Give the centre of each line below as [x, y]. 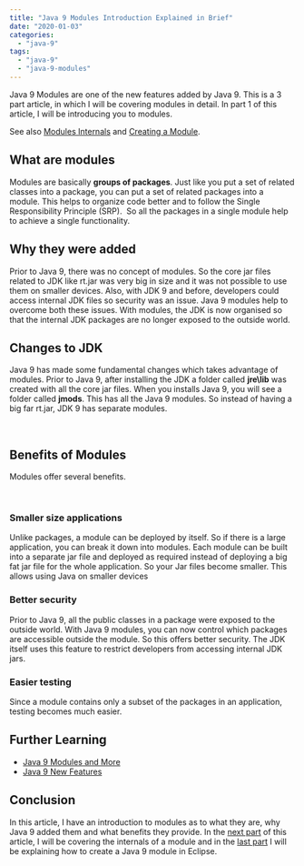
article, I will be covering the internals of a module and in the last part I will [148, 841]
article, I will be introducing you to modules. [91, 114]
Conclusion [43, 800]
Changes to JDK [56, 348]
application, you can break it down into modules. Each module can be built [149, 548]
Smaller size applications [66, 518]
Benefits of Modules [68, 454]
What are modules [62, 160]
